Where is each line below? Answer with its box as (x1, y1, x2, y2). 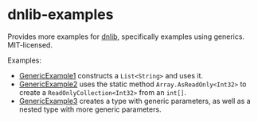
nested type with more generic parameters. (18, 105, 162, 114)
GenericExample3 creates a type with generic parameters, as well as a (18, 96, 252, 105)
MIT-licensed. (7, 40, 53, 49)
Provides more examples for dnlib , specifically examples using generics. (7, 32, 244, 41)
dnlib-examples (7, 6, 114, 24)
